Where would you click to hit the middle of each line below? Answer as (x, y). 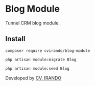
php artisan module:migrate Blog (41, 60)
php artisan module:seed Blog (38, 68)
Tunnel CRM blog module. (33, 23)
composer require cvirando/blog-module (48, 51)
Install (15, 39)
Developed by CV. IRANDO (33, 78)
